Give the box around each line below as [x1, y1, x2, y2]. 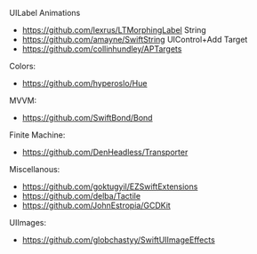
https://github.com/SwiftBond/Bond [21, 113, 153, 123]
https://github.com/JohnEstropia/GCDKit [21, 200, 171, 210]
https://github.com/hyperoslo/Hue [21, 78, 148, 88]
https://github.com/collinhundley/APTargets [21, 44, 182, 54]
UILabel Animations [9, 8, 81, 18]
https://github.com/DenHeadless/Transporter [21, 147, 189, 157]
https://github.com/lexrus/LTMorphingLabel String [21, 25, 206, 35]
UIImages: [9, 218, 47, 227]
